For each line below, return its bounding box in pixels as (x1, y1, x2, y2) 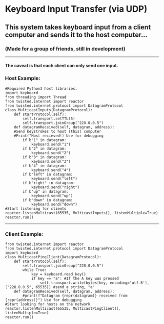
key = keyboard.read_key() (31, 272, 86, 277)
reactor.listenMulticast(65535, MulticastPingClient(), (5, 306, 121, 311)
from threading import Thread (5, 95, 67, 100)
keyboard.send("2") (31, 150, 71, 155)
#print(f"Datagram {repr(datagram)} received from (22, 293, 128, 299)
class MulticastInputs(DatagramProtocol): (5, 107, 93, 112)
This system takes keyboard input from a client (5, 23, 151, 31)
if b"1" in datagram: (22, 137, 67, 143)
